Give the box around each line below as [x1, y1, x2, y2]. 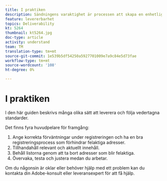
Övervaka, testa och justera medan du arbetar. [12, 155, 108, 161]
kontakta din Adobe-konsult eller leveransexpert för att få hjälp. [5, 170, 135, 176]
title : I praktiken [5, 7, 46, 12]
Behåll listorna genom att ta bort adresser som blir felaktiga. [12, 150, 135, 156]
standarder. [5, 115, 29, 121]
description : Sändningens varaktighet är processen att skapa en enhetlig [5, 12, 164, 17]
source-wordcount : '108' [5, 63, 57, 68]
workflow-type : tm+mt [5, 58, 50, 63]
